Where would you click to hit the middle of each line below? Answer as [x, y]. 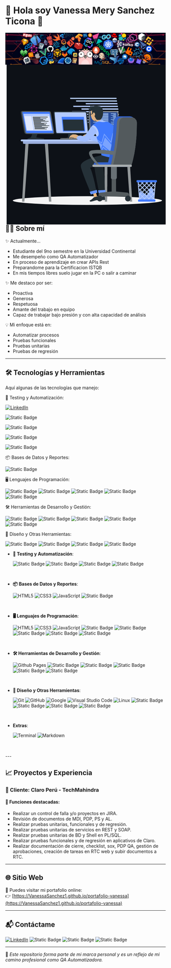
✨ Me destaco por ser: [29, 283]
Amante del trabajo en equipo [44, 309]
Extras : [20, 725]
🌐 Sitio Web [24, 878]
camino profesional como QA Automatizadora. [54, 960]
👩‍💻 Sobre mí [25, 229]
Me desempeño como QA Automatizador [55, 256]
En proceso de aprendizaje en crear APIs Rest [61, 262]
